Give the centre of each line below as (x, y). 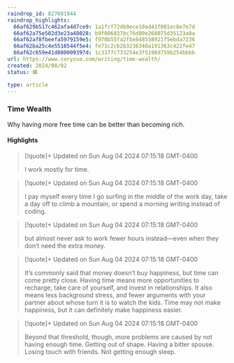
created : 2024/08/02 (37, 66)
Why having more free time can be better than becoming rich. (96, 124)
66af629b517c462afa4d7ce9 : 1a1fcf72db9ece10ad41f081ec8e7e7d (104, 27)
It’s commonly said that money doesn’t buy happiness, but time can (121, 272)
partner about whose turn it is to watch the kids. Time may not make (123, 302)
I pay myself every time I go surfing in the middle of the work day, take (126, 196)
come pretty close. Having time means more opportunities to (112, 280)
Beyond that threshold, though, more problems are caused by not (118, 336)
